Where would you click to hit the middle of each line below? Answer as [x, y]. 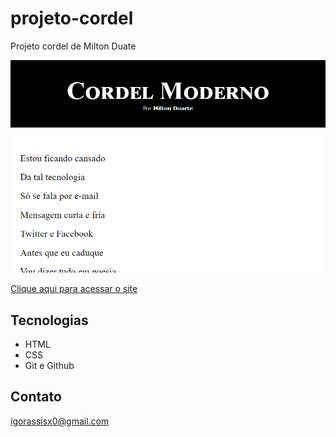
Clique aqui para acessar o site [74, 289]
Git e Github [49, 366]
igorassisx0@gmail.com [60, 421]
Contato [36, 397]
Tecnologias [49, 320]
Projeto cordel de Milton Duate [73, 46]
